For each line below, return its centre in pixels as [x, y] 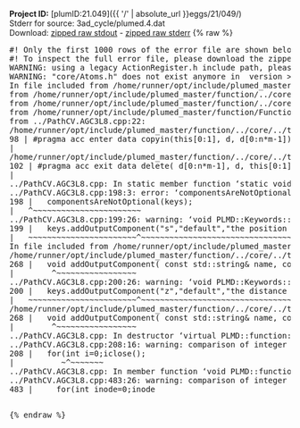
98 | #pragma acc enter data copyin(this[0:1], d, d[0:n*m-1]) [150, 139]
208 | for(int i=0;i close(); [78, 353]
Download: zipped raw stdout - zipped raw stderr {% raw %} [121, 33]
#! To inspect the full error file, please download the [137, 59]
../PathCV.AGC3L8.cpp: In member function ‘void [117, 371]
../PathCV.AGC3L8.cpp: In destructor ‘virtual [113, 336]
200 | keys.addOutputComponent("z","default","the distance [148, 291]
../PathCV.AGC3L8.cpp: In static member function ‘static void [150, 184]
